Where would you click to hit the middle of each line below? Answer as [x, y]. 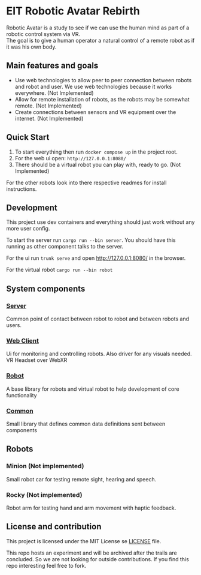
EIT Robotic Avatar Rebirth [73, 11]
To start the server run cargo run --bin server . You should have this [91, 240]
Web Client [22, 340]
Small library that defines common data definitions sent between [86, 424]
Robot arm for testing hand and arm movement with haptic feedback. [91, 508]
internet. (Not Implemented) [49, 118]
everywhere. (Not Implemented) [54, 93]
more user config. [28, 229]
